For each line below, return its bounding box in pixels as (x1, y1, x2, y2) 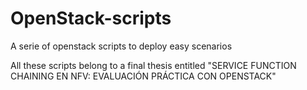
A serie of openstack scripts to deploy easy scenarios (10, 40, 233, 52)
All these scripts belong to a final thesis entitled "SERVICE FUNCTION (10, 59, 297, 71)
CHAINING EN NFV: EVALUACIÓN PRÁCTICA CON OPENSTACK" (10, 70, 277, 82)
